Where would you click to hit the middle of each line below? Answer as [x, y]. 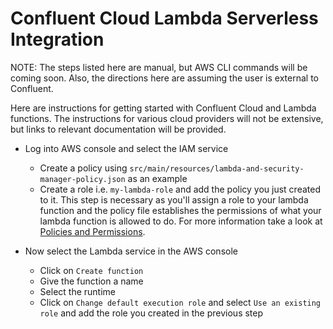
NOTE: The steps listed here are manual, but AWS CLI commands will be [159, 67]
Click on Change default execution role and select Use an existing [180, 302]
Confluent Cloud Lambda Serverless [164, 18]
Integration [57, 39]
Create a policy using [83, 168]
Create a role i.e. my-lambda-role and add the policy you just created [180, 189]
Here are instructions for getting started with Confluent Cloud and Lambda [163, 108]
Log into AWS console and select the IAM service [126, 148]
